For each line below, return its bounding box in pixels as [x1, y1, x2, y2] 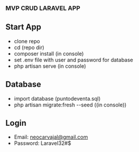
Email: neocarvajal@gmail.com [13, 133, 88, 141]
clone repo [13, 37, 40, 44]
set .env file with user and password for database [13, 56, 134, 63]
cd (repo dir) [13, 44, 44, 51]
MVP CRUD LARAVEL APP [5, 4, 81, 12]
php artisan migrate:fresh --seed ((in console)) [13, 101, 127, 108]
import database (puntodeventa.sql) [13, 95, 100, 102]
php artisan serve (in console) [13, 63, 86, 70]
